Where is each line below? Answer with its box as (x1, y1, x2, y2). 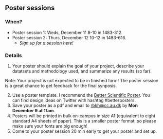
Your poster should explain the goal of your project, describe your (12, 63, 145, 69)
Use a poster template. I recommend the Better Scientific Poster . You (12, 92, 150, 98)
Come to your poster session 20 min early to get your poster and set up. (12, 128, 157, 134)
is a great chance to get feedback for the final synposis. (5, 83, 117, 88)
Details (5, 52, 22, 59)
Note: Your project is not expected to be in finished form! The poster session (5, 77, 159, 83)
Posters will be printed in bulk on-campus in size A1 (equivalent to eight (12, 113, 156, 119)
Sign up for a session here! (19, 40, 74, 46)
